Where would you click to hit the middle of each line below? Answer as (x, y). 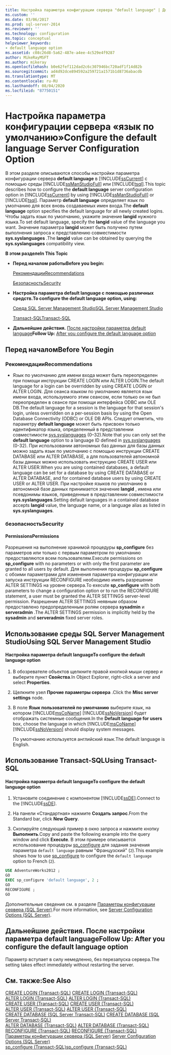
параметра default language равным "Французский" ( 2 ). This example (88, 851)
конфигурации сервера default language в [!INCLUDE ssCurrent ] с (76, 178)
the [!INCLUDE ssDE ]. (35, 804)
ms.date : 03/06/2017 (27, 19)
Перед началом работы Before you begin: (58, 264)
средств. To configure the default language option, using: (75, 298)
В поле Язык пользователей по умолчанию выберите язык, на (82, 707)
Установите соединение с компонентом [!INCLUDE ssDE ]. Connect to (86, 798)
